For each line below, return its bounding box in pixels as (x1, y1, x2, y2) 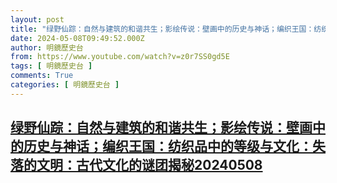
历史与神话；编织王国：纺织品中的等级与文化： (23, 138, 313, 155)
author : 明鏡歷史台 (10, 42, 84, 53)
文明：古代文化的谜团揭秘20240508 (36, 157, 263, 174)
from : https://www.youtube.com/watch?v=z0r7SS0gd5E (10, 52, 230, 62)
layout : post (10, 14, 65, 25)
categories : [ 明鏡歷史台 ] (10, 80, 120, 90)
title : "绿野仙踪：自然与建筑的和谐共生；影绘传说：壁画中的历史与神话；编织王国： (10, 24, 315, 34)
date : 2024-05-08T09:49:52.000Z (10, 33, 145, 43)
